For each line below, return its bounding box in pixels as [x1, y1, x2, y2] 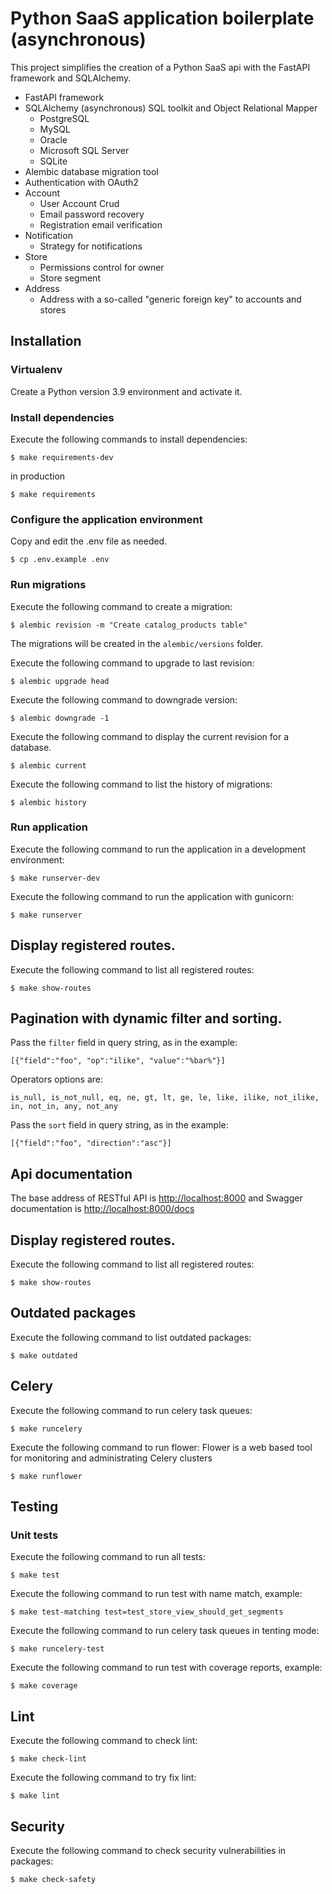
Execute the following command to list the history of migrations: [10, 778, 273, 790]
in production [10, 470, 66, 482]
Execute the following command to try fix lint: [10, 1772, 197, 1784]
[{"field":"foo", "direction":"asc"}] [10, 1138, 172, 1149]
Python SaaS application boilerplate [10, 7, 315, 30]
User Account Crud [39, 197, 120, 209]
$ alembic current [10, 760, 87, 771]
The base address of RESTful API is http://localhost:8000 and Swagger [10, 1192, 303, 1204]
